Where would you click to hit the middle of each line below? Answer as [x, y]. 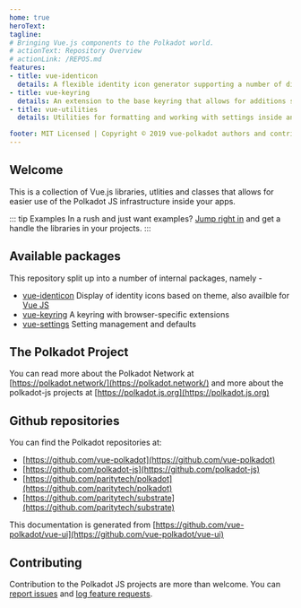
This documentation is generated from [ [83, 525]
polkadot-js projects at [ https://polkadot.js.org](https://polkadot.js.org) [140, 393]
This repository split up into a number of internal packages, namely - [136, 278]
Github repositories [64, 421]
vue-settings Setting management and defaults [109, 324]
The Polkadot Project [69, 352]
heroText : [28, 26]
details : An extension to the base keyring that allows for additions [152, 101]
